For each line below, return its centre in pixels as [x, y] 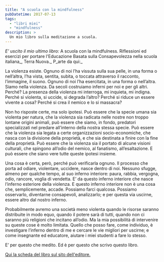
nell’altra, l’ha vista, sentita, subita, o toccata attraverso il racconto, [72, 76]
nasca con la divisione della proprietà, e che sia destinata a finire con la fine [82, 138]
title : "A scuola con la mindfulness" [45, 10]
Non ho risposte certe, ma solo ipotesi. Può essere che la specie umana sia [81, 112]
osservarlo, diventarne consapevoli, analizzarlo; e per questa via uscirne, [79, 194]
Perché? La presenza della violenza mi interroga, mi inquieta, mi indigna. [78, 92]
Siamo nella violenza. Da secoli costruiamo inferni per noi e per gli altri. [77, 87]
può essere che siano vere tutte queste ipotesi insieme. [61, 153]
